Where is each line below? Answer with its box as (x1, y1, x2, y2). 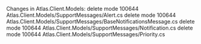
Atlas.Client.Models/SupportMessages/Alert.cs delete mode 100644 (6, 11, 176, 19)
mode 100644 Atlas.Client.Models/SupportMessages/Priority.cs (6, 31, 165, 38)
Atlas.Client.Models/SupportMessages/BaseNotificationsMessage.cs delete (6, 18, 195, 25)
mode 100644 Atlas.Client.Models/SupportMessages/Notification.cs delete (6, 24, 193, 31)
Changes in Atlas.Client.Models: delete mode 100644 (6, 5, 139, 12)
